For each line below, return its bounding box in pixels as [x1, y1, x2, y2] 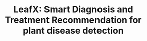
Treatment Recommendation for [5, 14, 142, 26]
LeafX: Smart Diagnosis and [13, 4, 133, 15]
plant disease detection [23, 25, 124, 36]
